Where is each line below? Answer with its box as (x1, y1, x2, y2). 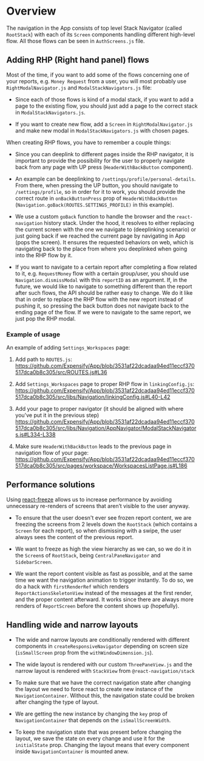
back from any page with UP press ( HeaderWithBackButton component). (15, 163, 193, 171)
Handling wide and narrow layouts (6, 620, 138, 630)
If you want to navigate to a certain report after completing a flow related (15, 263, 197, 270)
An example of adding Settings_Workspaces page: (6, 344, 131, 351)
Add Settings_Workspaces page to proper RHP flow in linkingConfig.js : (15, 380, 195, 388)
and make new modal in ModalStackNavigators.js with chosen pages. (15, 126, 189, 134)
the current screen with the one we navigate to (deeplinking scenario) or (15, 226, 196, 233)
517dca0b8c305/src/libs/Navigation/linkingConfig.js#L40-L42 (15, 393, 171, 401)
